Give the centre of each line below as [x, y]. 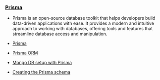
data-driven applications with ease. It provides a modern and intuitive [83, 23]
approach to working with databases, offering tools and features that [82, 29]
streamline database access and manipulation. [60, 34]
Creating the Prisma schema [41, 72]
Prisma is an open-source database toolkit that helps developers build [84, 18]
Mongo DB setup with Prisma [42, 63]
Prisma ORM [25, 53]
